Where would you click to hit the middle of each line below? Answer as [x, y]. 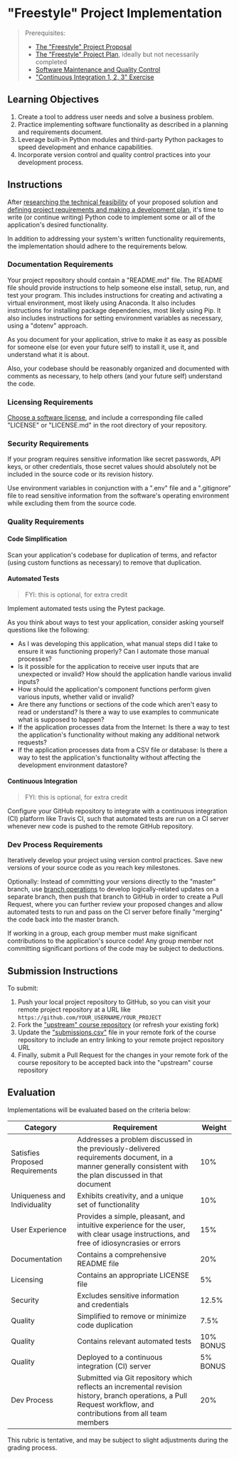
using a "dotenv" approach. [48, 325]
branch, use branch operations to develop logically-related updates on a [113, 889]
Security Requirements [48, 444]
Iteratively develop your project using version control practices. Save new [115, 860]
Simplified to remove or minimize [132, 1316]
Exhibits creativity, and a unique [130, 1196]
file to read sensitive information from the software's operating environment [118, 496]
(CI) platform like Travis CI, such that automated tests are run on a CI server [118, 818]
